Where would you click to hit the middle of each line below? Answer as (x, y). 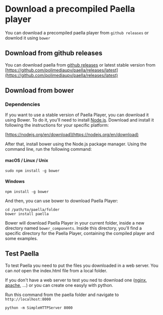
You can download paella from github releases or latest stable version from (80, 65)
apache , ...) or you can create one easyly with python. (59, 285)
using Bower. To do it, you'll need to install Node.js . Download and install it (80, 120)
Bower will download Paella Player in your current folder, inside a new (75, 223)
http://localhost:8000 (28, 299)
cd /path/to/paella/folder (32, 210)
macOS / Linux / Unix (27, 160)
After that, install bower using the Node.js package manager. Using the (76, 144)
